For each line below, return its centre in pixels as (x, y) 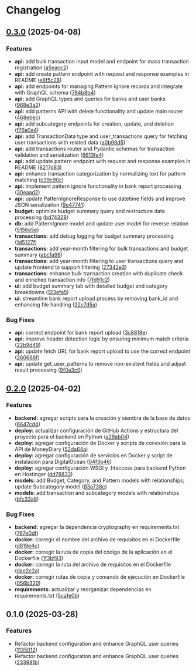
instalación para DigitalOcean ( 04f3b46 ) (63, 461)
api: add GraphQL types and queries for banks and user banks (90, 99)
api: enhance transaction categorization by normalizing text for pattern (100, 173)
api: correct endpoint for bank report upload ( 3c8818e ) (81, 333)
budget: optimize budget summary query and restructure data (90, 211)
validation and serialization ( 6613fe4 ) (59, 155)
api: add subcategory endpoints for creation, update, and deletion (94, 123)
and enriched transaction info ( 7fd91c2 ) (62, 279)
